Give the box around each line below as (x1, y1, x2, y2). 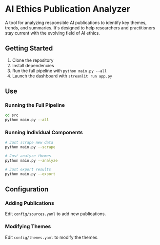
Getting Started (5, 44, 53, 52)
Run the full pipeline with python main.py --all (12, 68, 107, 73)
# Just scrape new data (5, 140, 54, 145)
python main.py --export (5, 171, 56, 176)
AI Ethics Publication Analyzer (5, 3, 130, 15)
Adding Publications (5, 200, 55, 207)
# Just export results (5, 167, 51, 172)
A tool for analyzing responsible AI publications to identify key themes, (5, 20, 147, 25)
